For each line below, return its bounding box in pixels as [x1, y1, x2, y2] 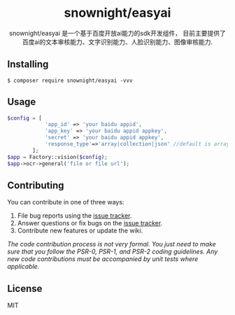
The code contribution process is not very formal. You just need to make [7, 240, 217, 248]
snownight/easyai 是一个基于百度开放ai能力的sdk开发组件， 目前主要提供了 [9, 29, 226, 37]
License [7, 282, 43, 295]
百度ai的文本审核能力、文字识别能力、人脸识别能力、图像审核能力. [22, 37, 213, 46]
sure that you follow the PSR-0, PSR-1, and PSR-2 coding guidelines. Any [7, 247, 218, 256]
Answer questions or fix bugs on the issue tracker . [17, 219, 163, 227]
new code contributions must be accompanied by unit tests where [7, 255, 199, 263]
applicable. [7, 262, 40, 271]
